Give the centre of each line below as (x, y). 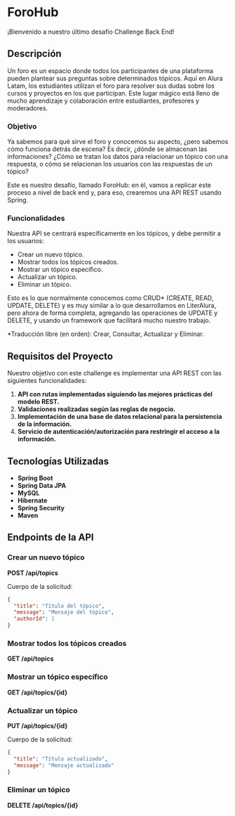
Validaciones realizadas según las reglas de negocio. (96, 409)
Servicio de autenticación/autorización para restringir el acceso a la (118, 432)
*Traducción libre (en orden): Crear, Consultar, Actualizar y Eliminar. (106, 334)
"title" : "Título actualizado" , (61, 759)
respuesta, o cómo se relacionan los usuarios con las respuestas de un (110, 164)
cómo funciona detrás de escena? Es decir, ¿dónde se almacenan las (107, 149)
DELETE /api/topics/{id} (43, 805)
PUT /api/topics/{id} (38, 725)
